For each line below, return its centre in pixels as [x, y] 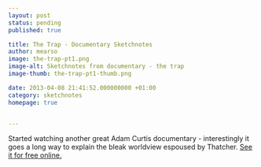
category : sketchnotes [45, 95]
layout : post [29, 15]
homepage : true [33, 102]
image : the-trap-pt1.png [49, 59]
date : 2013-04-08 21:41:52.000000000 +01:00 [82, 87]
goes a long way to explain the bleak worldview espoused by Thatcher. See [130, 147]
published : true [35, 30]
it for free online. [35, 155]
